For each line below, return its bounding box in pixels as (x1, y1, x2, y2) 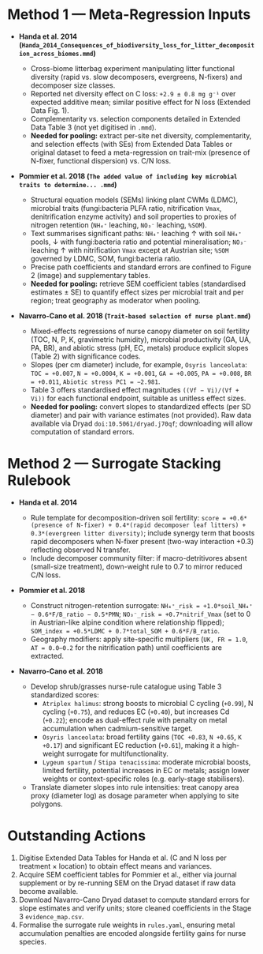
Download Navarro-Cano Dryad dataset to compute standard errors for (18, 895, 250, 904)
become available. (18, 886, 79, 896)
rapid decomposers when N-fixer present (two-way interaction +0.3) (30, 536, 254, 546)
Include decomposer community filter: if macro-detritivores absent (30, 553, 247, 562)
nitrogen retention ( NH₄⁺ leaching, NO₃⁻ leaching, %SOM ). (30, 220, 208, 230)
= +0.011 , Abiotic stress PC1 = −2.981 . (30, 377, 161, 386)
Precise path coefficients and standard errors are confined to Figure (30, 262, 252, 272)
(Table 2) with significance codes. (30, 351, 141, 361)
